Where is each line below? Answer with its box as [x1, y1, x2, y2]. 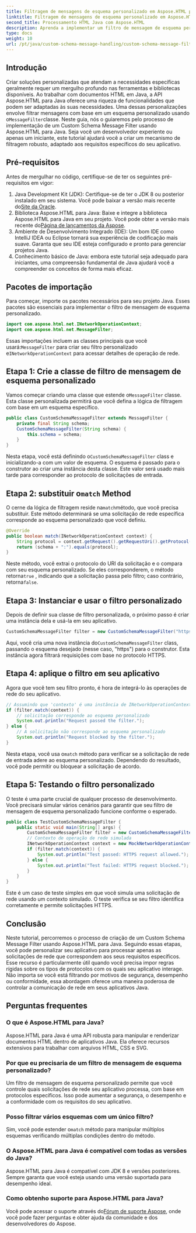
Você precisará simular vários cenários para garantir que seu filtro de [6, 801, 173, 808]
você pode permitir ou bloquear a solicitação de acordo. [6, 763, 141, 770]
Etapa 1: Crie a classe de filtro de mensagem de [6, 367, 181, 377]
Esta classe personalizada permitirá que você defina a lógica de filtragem [6, 397, 183, 404]
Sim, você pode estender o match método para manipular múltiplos [6, 1126, 164, 1133]
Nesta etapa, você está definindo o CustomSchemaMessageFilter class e [6, 453, 174, 460]
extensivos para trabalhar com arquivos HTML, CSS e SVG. [6, 1044, 149, 1051]
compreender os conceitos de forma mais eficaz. [14, 265, 133, 272]
